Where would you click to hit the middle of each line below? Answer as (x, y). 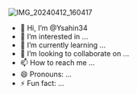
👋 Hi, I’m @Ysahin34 (54, 28)
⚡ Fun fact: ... (42, 83)
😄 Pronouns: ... (46, 74)
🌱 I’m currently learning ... (63, 45)
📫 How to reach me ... (57, 63)
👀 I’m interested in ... (54, 37)
